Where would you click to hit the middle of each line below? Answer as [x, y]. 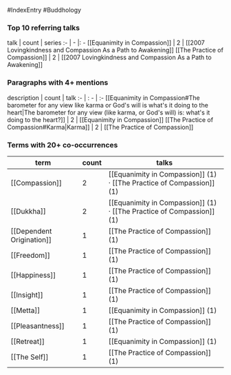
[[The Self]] [30, 356]
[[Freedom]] [30, 255]
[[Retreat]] [28, 341]
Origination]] [31, 239]
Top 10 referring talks [44, 28]
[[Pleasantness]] [38, 325]
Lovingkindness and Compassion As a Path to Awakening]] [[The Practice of [115, 50]
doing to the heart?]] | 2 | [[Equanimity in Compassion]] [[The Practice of [110, 119]
